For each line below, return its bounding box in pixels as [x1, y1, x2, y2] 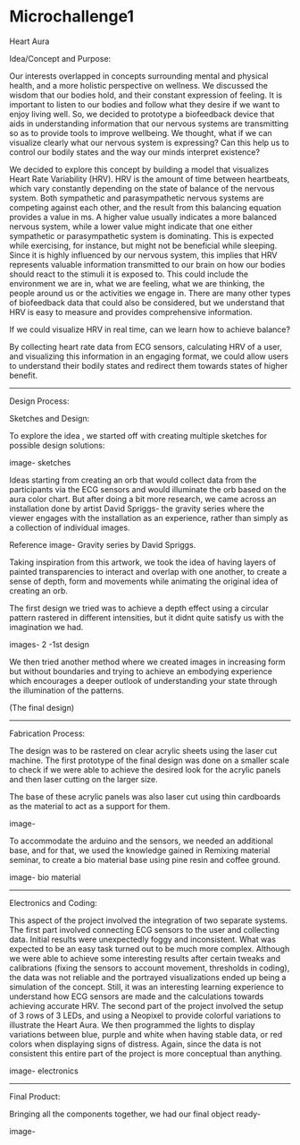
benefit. [9, 370, 38, 380]
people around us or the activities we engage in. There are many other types [9, 287, 291, 298]
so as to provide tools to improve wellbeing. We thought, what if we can [9, 127, 272, 138]
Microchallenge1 [9, 6, 134, 27]
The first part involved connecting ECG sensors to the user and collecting [9, 924, 279, 935]
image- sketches [9, 457, 71, 467]
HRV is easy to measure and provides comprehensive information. [9, 306, 253, 317]
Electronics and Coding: [9, 897, 98, 908]
